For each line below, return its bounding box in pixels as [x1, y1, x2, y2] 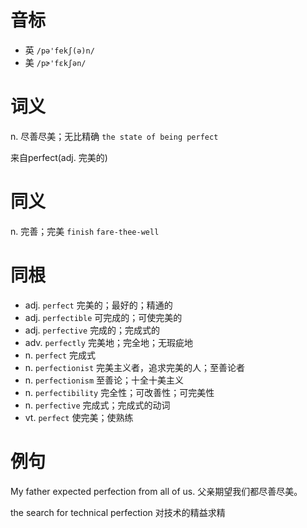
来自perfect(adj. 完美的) [10, 151, 108, 163]
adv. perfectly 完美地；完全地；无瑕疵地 [24, 336, 193, 348]
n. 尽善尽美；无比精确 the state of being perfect [10, 130, 219, 142]
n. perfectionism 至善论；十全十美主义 [24, 374, 185, 386]
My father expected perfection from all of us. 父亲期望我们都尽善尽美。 [10, 485, 303, 497]
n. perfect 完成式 [24, 349, 97, 361]
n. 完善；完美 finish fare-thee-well [10, 225, 160, 237]
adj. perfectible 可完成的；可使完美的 [24, 311, 183, 323]
